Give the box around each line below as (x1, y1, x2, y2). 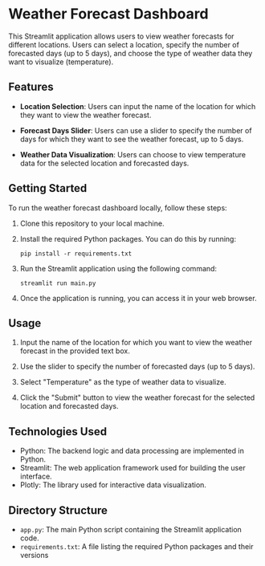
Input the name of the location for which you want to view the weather (19, 338, 253, 348)
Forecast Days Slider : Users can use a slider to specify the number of (19, 125, 252, 135)
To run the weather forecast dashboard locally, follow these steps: (8, 202, 227, 213)
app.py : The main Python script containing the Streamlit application (19, 525, 243, 534)
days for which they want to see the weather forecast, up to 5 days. (19, 134, 244, 144)
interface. (19, 471, 52, 482)
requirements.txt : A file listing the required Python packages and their (19, 542, 255, 551)
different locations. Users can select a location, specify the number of (8, 39, 239, 49)
